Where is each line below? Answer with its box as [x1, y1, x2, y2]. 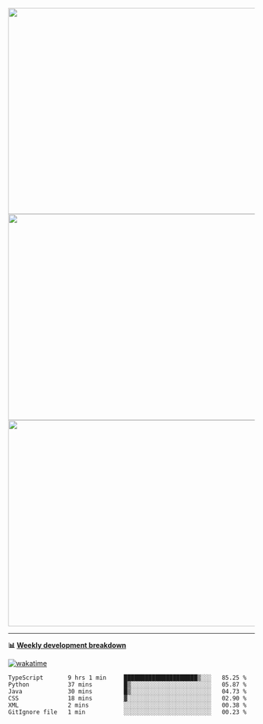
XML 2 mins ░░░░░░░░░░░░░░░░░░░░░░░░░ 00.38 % [8, 701, 247, 709]
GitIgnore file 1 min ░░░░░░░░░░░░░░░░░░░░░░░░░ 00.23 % [8, 708, 247, 716]
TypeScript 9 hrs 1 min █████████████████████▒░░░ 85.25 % [8, 674, 247, 682]
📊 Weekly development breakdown [8, 641, 127, 649]
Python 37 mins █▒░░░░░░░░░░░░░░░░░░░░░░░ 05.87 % [8, 681, 247, 689]
